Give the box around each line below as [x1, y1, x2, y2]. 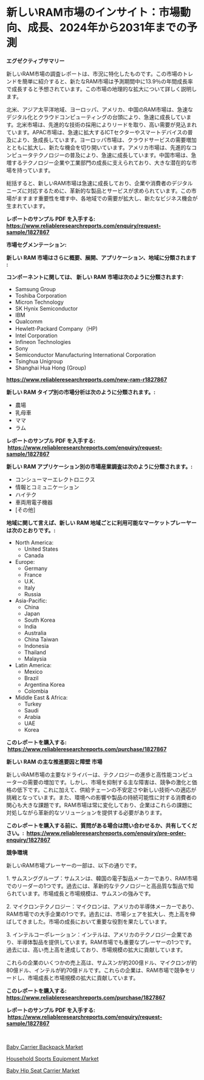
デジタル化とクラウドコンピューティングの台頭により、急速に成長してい [6, 113, 186, 120]
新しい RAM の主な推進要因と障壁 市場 [6, 758, 103, 765]
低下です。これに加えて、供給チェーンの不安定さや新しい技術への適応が [16, 786, 197, 793]
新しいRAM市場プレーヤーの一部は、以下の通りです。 [6, 861, 140, 869]
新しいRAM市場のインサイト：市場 [6, 5, 180, 19]
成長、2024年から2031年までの [27, 21, 187, 35]
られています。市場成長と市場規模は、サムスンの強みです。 [6, 890, 154, 897]
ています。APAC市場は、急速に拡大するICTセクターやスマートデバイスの [6, 128, 188, 136]
